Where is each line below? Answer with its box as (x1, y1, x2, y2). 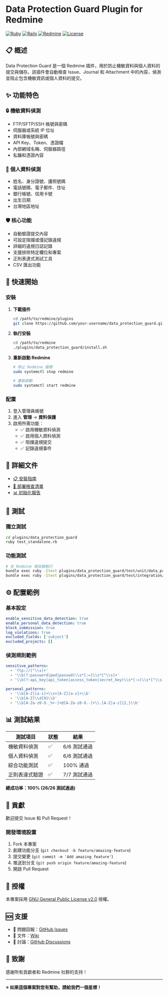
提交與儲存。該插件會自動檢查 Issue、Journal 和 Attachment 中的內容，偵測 (5, 69, 162, 75)
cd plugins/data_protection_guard (5, 535, 78, 540)
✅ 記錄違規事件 (20, 445, 52, 452)
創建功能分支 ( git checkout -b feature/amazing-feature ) (12, 847, 131, 853)
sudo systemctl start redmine (12, 383, 76, 388)
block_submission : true (5, 625, 55, 630)
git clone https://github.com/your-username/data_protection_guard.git (12, 321, 165, 326)
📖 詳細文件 (5, 461, 38, 470)
